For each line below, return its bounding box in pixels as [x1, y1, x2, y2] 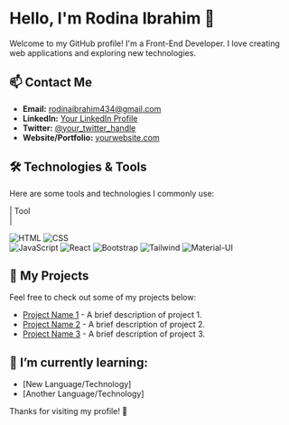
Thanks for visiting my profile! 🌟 [9, 406, 128, 417]
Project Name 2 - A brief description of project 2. [22, 319, 206, 330]
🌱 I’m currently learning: [9, 355, 149, 370]
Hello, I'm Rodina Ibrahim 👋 [9, 8, 215, 29]
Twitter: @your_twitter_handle [22, 122, 136, 134]
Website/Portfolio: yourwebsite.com [22, 132, 160, 143]
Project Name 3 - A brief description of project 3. [22, 328, 206, 339]
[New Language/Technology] [22, 379, 132, 390]
